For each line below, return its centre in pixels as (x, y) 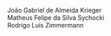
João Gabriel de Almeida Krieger (54, 10)
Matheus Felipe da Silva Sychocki (56, 18)
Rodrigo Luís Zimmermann (46, 25)
